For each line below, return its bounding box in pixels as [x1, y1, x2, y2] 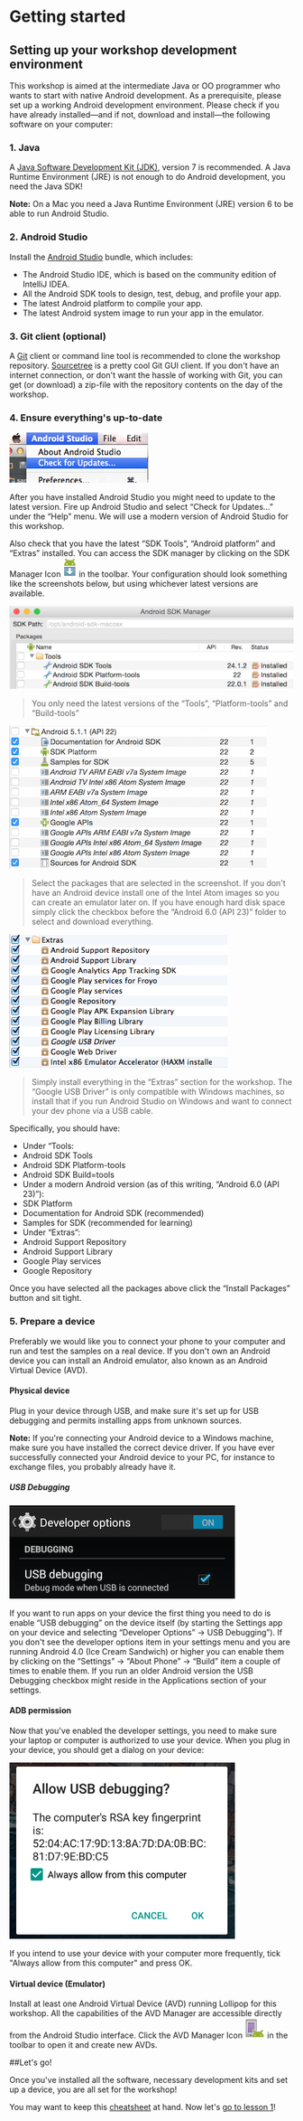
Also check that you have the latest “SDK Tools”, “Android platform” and [9, 538, 276, 549]
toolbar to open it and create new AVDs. [9, 2040, 158, 2050]
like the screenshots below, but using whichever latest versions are [9, 579, 259, 589]
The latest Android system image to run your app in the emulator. [22, 307, 264, 318]
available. [9, 588, 45, 599]
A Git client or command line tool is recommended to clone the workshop [9, 350, 281, 361]
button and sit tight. [9, 1293, 82, 1304]
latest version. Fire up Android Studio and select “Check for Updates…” [9, 502, 273, 513]
